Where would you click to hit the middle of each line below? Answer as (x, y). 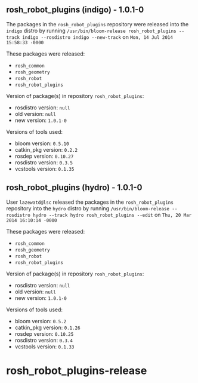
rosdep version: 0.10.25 (44, 333)
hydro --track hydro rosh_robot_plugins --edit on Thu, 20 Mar (112, 215)
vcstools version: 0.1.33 (44, 347)
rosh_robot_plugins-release (77, 370)
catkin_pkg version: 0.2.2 (46, 149)
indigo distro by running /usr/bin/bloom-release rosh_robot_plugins (92, 30)
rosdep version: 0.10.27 (44, 156)
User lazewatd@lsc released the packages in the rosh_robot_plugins (90, 202)
